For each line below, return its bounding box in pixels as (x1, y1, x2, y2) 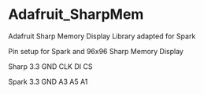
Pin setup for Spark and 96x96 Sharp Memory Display (8, 46, 184, 56)
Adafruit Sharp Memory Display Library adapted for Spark (8, 31, 196, 41)
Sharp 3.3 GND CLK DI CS (8, 61, 93, 71)
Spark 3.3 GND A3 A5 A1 (8, 77, 88, 86)
